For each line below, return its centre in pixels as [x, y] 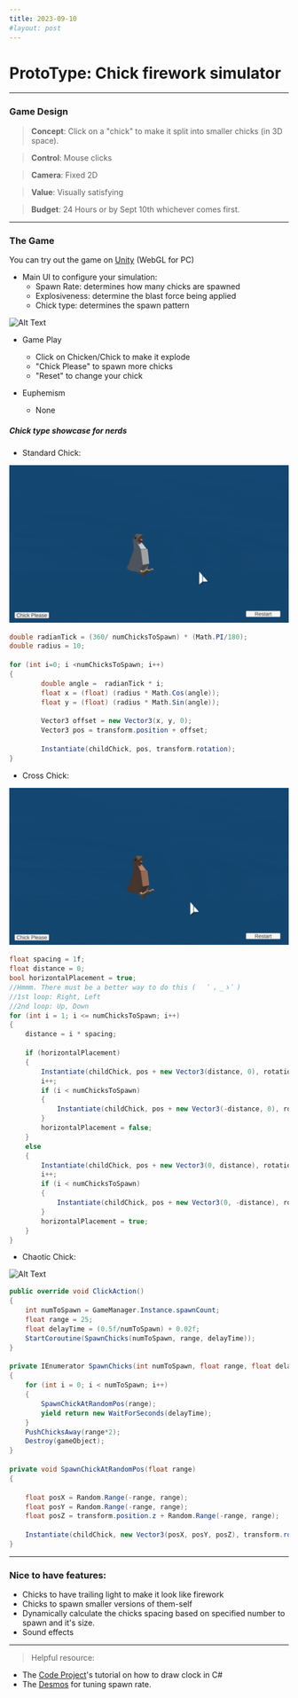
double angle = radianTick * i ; [103, 683]
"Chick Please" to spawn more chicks [104, 366]
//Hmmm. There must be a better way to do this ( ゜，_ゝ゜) [125, 987]
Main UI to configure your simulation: [90, 277]
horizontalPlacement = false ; [97, 1128]
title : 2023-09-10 [43, 19]
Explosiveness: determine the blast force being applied [136, 296]
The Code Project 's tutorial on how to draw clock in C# [122, 1675]
